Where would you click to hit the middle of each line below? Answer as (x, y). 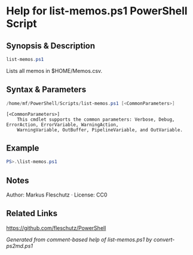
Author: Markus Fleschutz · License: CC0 (57, 195)
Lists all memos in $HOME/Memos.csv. (54, 70)
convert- (164, 239)
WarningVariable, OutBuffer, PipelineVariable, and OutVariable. (100, 130)
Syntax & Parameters (46, 90)
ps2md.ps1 (20, 245)
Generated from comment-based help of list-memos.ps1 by (79, 239)
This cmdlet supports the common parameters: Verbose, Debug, (96, 119)
